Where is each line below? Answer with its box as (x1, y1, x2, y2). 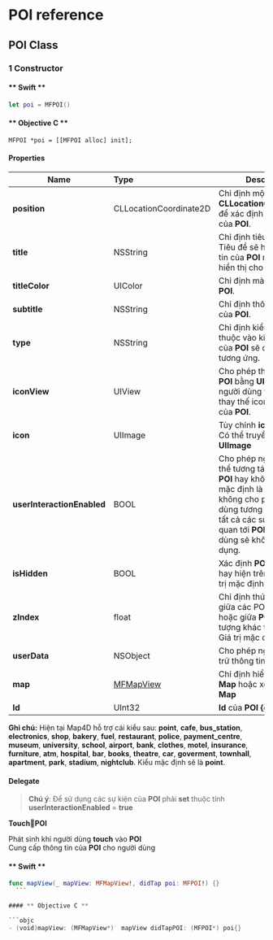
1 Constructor (8, 63, 63, 74)
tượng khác (218, 621, 262, 633)
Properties (8, 153, 45, 163)
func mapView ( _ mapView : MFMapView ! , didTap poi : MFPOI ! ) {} (8, 880, 220, 888)
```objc (8, 916, 35, 925)
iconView (12, 385, 50, 397)
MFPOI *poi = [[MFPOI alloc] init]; (8, 136, 132, 144)
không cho (218, 494, 260, 505)
